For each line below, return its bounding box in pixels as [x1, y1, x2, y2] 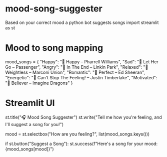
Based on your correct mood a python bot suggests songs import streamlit [5, 19, 159, 25]
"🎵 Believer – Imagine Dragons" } [5, 80, 73, 86]
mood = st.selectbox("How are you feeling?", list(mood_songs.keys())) [5, 131, 150, 137]
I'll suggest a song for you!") [5, 121, 64, 127]
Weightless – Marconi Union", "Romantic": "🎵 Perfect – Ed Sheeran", [5, 69, 145, 75]
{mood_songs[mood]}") [5, 146, 54, 152]
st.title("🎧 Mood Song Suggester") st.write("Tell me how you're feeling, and [5, 114, 162, 120]
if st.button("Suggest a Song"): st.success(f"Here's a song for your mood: [5, 141, 158, 147]
